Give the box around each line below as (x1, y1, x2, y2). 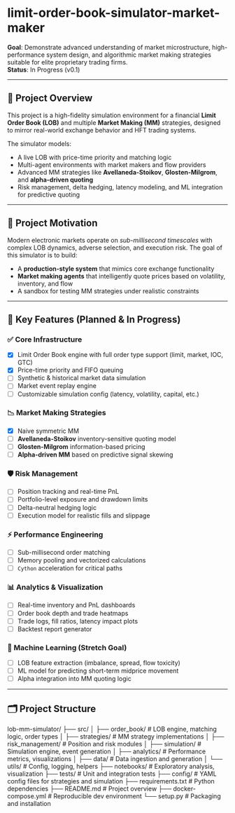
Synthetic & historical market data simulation (17, 374, 146, 382)
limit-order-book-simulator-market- (7, 5, 220, 21)
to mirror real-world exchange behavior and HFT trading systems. (7, 126, 197, 134)
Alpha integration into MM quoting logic (17, 675, 131, 683)
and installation (7, 799, 51, 807)
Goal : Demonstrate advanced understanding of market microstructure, (7, 43, 211, 51)
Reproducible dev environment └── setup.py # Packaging (53, 791, 222, 800)
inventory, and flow (17, 279, 73, 288)
